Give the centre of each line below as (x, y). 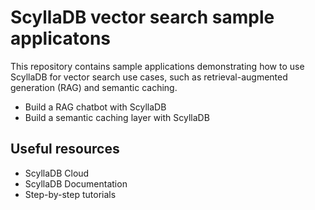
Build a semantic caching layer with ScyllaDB (117, 117)
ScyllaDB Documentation (76, 183)
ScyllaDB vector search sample (142, 17)
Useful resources (65, 149)
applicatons (61, 38)
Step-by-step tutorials (70, 194)
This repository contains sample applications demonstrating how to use (157, 66)
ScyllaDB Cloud (57, 173)
